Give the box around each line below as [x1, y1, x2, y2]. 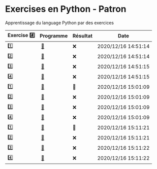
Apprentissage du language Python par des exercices [5, 20, 114, 26]
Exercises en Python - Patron [5, 3, 126, 15]
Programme [39, 33, 68, 39]
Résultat [72, 33, 93, 39]
